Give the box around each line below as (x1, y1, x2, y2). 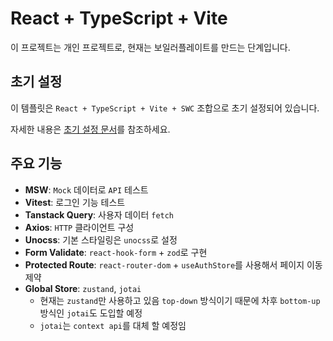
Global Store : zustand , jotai (24, 282, 142, 294)
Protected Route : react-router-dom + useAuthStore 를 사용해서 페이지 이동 (24, 258, 323, 271)
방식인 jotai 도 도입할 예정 (39, 307, 143, 319)
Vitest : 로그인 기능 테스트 (24, 196, 126, 208)
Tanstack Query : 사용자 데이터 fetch (24, 208, 175, 221)
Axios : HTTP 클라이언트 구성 (24, 221, 135, 233)
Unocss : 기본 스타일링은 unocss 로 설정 (24, 233, 178, 246)
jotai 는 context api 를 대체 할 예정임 (39, 319, 187, 331)
